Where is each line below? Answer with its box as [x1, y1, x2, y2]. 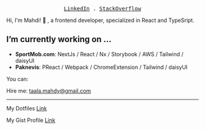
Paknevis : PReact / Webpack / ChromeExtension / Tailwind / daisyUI [15, 63, 188, 71]
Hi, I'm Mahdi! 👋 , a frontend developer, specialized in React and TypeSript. [6, 16, 195, 24]
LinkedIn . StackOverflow [63, 5, 142, 12]
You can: [6, 75, 29, 82]
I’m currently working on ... [6, 34, 112, 45]
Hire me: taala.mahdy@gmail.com [6, 87, 92, 94]
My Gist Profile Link [6, 116, 56, 124]
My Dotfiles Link [6, 104, 47, 112]
